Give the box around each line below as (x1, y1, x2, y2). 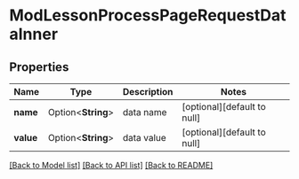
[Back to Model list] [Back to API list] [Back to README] (9, 160, 214, 170)
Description (122, 86, 174, 97)
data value (122, 132, 166, 144)
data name (122, 106, 167, 118)
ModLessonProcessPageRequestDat (9, 5, 287, 26)
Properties (9, 59, 69, 74)
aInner (9, 24, 59, 44)
